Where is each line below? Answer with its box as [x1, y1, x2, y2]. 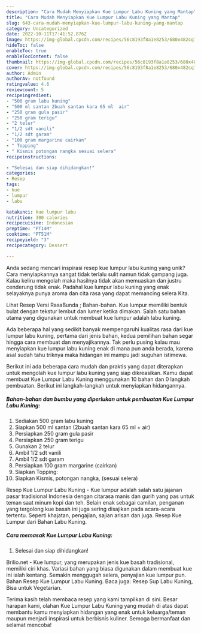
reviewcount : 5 [6, 87, 44, 93]
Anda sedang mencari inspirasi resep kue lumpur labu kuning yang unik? [6, 264, 185, 271]
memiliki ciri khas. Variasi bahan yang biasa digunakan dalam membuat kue [6, 565, 193, 572]
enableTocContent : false [6, 53, 68, 59]
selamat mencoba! [6, 621, 52, 628]
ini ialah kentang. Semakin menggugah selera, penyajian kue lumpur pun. [6, 571, 187, 578]
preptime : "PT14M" [6, 226, 52, 232]
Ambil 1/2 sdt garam [14, 455, 65, 463]
